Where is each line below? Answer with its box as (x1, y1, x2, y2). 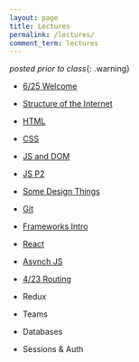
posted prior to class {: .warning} (9, 63, 131, 74)
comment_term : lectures (9, 38, 99, 48)
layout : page (9, 13, 59, 23)
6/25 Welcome (22, 81, 78, 91)
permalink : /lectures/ (9, 30, 95, 39)
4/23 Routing (22, 273, 72, 285)
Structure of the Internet (22, 99, 113, 110)
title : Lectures (9, 22, 70, 31)
